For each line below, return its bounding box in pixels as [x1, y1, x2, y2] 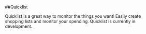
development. [5, 23, 32, 29]
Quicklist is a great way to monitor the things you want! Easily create [5, 13, 141, 19]
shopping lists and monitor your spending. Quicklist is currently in [5, 19, 136, 24]
